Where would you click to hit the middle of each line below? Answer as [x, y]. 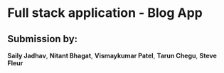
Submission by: [43, 39]
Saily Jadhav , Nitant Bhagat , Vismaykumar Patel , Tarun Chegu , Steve [112, 55]
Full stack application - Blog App [105, 13]
